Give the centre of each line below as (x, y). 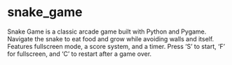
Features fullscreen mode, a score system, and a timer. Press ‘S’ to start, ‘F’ (116, 46)
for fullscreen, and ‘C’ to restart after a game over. (80, 54)
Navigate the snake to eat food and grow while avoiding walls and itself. (111, 38)
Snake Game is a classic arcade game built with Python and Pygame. (107, 31)
